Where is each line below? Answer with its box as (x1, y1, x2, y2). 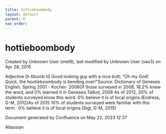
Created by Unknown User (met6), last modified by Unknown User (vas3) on (5, 59, 161, 65)
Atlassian (5, 124, 24, 130)
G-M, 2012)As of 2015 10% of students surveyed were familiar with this (5, 100, 150, 106)
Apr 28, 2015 (5, 64, 31, 70)
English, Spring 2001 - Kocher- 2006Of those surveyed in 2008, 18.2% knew (5, 84, 161, 90)
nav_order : (5, 21, 28, 26)
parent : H (5, 16, 26, 21)
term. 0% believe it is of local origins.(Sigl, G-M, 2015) (5, 105, 117, 111)
